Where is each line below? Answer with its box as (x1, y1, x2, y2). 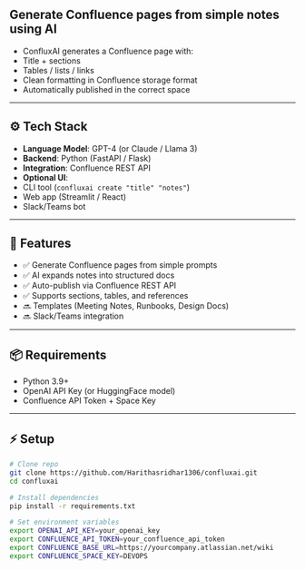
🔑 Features (9, 236, 72, 251)
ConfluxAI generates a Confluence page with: (22, 45, 193, 56)
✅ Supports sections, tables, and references (22, 290, 189, 301)
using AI (9, 22, 57, 37)
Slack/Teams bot (22, 201, 86, 211)
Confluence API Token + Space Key (22, 395, 156, 407)
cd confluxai (9, 477, 59, 486)
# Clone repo (9, 460, 59, 469)
